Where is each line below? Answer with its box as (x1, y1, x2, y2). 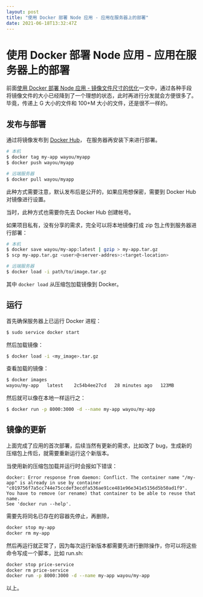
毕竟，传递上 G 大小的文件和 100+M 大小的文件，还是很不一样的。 (6, 99, 171, 107)
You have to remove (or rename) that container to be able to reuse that (6, 490, 196, 496)
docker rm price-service (6, 567, 69, 573)
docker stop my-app (6, 524, 56, 530)
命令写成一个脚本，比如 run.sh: (6, 549, 83, 556)
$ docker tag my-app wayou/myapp (6, 154, 91, 160)
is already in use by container (19, 479, 101, 485)
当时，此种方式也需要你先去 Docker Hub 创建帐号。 (6, 208, 135, 216)
